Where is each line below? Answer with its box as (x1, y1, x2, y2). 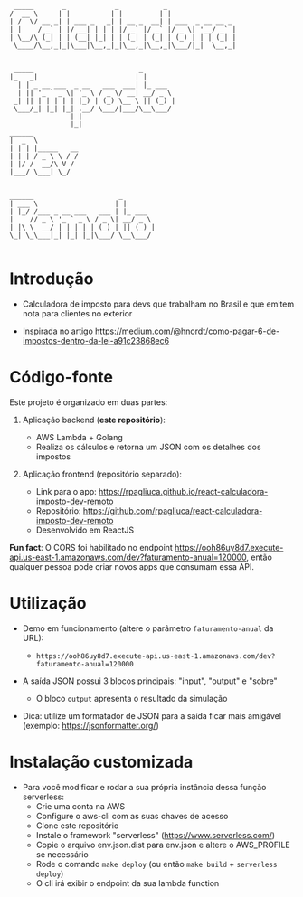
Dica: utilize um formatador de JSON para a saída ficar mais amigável (22, 710, 282, 721)
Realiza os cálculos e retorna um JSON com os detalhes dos (35, 441, 261, 452)
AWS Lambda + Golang (35, 431, 124, 442)
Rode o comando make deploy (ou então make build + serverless (35, 858, 278, 869)
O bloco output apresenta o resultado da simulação (35, 693, 228, 703)
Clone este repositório (35, 820, 119, 831)
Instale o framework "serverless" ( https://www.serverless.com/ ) (35, 829, 276, 840)
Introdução (9, 269, 94, 289)
